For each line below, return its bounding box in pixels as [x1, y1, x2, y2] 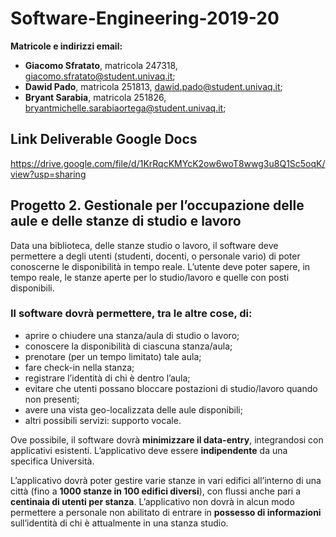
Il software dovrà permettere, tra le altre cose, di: [10, 307, 253, 321]
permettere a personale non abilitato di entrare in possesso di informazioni [10, 506, 322, 518]
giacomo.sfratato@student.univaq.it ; [24, 70, 176, 82]
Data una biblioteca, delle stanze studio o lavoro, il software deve [10, 239, 279, 251]
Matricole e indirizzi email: [10, 40, 123, 52]
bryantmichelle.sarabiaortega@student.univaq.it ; [24, 102, 227, 114]
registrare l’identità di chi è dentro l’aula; [24, 372, 191, 384]
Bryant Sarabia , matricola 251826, [24, 91, 167, 103]
